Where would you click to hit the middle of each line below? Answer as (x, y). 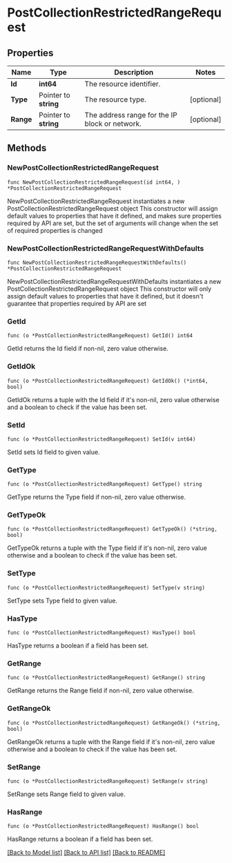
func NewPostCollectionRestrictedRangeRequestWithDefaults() (97, 263)
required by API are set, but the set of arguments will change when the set (113, 223)
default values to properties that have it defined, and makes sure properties (115, 216)
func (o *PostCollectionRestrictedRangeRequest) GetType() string (105, 484)
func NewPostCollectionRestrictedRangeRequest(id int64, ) (94, 182)
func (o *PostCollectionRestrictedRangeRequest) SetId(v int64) (101, 439)
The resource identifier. (123, 84)
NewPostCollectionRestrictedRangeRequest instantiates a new (96, 201)
